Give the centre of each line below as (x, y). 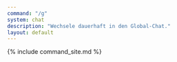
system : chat (26, 20)
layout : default (30, 32)
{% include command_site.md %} (54, 52)
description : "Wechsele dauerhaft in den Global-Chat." (89, 26)
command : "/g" (28, 13)
